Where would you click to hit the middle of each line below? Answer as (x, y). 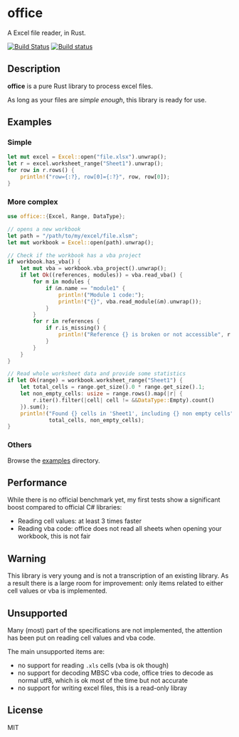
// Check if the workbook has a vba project (74, 255)
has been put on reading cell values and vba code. (81, 638)
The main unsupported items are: (56, 652)
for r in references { (67, 321)
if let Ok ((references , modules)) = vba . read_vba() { (101, 275)
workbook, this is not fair (54, 536)
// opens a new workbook (44, 229)
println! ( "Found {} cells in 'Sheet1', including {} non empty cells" (127, 414)
